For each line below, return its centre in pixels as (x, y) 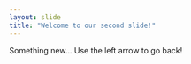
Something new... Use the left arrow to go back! (96, 50)
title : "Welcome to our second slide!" (83, 25)
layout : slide (35, 17)
